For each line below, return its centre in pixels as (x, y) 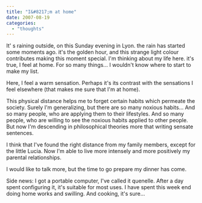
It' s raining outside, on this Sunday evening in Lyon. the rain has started (96, 46)
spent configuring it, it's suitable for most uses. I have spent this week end (99, 187)
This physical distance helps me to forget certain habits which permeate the (101, 101)
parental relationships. (34, 158)
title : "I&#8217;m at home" (42, 12)
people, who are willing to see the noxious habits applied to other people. (97, 120)
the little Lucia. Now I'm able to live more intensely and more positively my (98, 151)
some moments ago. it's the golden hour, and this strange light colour (93, 52)
